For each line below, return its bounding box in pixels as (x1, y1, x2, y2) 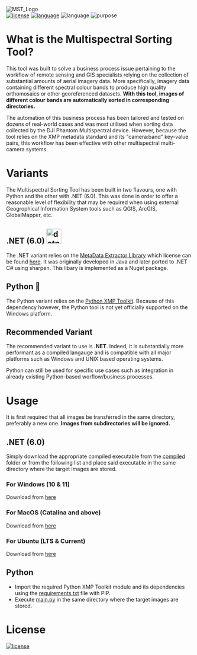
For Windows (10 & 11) (6, 480, 70, 488)
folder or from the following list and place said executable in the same (6, 459, 176, 466)
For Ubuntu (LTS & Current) (6, 537, 86, 545)
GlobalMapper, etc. (6, 211, 53, 218)
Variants (6, 167, 49, 180)
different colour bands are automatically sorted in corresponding (6, 96, 170, 103)
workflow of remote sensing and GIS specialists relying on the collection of (6, 71, 189, 78)
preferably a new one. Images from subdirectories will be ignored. (6, 420, 170, 427)
